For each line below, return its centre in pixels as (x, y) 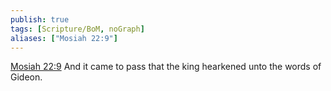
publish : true (40, 19)
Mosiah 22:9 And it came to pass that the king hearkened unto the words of (166, 67)
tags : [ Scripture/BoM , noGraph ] (77, 29)
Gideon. (26, 77)
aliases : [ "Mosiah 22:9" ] (64, 38)
